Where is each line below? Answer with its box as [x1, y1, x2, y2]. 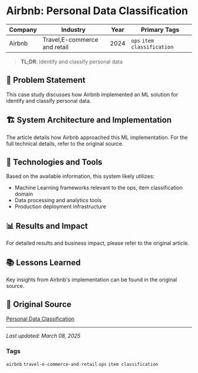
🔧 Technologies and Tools [6, 157, 103, 167]
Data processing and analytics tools [14, 197, 102, 204]
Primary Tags [140, 25, 180, 34]
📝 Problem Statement [6, 75, 86, 85]
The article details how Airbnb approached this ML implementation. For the [6, 134, 188, 141]
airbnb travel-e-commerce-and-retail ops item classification [6, 362, 159, 368]
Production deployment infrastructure [14, 203, 107, 210]
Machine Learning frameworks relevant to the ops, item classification [14, 184, 183, 192]
